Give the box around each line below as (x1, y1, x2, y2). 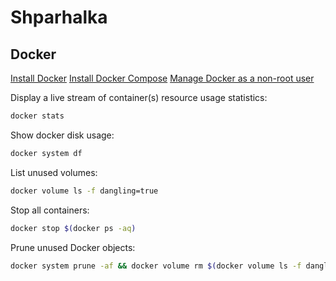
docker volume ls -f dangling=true (10, 186, 159, 196)
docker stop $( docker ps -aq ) (10, 223, 137, 233)
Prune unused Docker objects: (10, 241, 136, 253)
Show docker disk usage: (10, 129, 115, 141)
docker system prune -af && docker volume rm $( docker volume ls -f (10, 261, 302, 271)
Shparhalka (10, 6, 108, 29)
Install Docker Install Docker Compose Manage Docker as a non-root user (10, 72, 315, 84)
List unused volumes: (10, 166, 98, 178)
